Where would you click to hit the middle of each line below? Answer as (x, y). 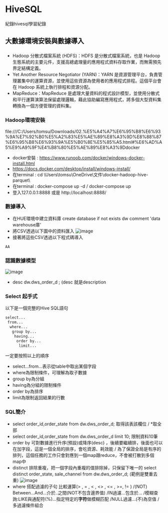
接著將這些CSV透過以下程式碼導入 (48, 237)
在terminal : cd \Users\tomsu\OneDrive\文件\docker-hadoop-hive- (80, 174)
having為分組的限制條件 (37, 385)
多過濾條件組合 (28, 505)
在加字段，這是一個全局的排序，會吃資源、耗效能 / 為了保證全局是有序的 (87, 449)
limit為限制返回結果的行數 (38, 398)
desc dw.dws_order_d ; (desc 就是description (59, 282)
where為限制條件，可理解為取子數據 (49, 373)
